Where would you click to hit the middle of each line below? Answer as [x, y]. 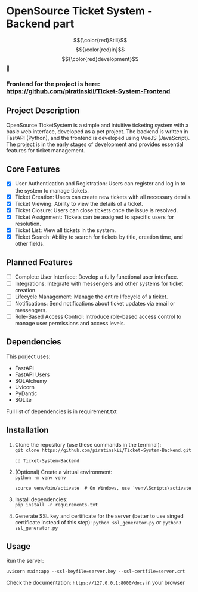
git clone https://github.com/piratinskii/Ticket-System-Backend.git [103, 450]
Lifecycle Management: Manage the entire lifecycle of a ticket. [91, 297]
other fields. [30, 243]
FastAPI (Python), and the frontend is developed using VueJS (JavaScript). [98, 138]
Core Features [33, 170]
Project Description [43, 111]
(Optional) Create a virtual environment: [64, 472]
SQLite [23, 399]
